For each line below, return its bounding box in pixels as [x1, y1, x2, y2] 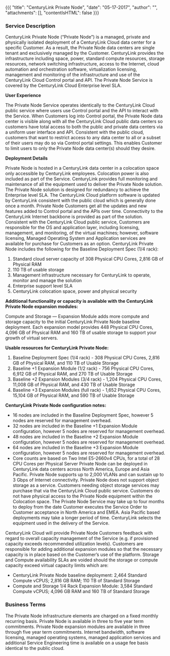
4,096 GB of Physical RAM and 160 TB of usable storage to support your [5, 330, 157, 336]
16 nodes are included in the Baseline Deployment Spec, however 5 [12, 412, 154, 418]
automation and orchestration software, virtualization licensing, [5, 66, 137, 73]
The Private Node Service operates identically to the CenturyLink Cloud [5, 102, 155, 108]
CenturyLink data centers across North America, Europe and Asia [12, 466, 150, 472]
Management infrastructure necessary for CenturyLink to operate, [12, 272, 151, 278]
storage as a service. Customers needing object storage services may [12, 482, 160, 488]
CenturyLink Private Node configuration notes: [5, 402, 107, 409]
